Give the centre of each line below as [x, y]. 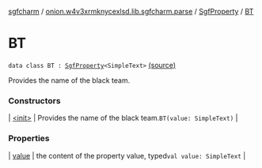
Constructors [34, 100]
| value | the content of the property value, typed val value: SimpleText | [127, 155]
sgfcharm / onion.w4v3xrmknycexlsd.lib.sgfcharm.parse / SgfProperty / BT [131, 11]
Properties [29, 139]
